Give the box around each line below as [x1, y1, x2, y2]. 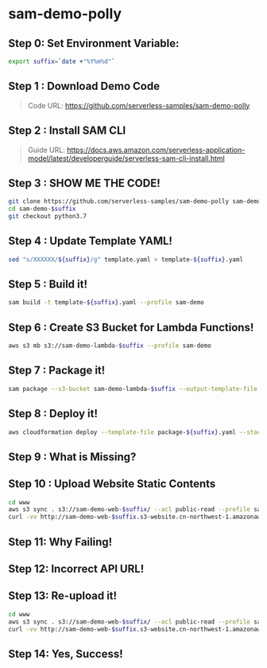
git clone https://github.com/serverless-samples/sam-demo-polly [8, 197, 229, 205]
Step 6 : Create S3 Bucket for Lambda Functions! [8, 320, 254, 334]
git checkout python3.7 [8, 213, 87, 221]
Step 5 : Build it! [8, 278, 88, 291]
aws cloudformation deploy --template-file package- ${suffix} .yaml [8, 428, 237, 436]
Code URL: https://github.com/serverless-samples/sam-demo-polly [27, 100, 250, 110]
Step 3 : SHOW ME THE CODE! [8, 176, 161, 189]
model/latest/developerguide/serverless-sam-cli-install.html [27, 153, 225, 163]
